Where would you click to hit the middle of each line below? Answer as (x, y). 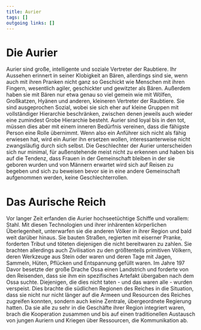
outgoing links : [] (31, 23)
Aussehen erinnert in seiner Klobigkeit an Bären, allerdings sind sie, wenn (97, 76)
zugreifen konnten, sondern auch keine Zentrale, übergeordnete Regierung (99, 301)
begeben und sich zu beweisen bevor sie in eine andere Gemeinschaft (93, 171)
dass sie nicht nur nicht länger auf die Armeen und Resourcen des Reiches (98, 295)
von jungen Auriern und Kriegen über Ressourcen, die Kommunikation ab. (97, 320)
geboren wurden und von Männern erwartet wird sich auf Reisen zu (90, 165)
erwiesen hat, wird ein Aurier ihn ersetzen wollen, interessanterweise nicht (98, 139)
